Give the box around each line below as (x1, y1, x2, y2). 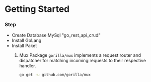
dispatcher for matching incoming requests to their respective (19, 58, 146, 64)
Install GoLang (11, 38, 42, 43)
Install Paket (11, 43, 37, 49)
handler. (19, 63, 36, 69)
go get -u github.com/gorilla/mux (19, 73, 91, 78)
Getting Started (4, 3, 70, 15)
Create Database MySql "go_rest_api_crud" (11, 32, 101, 38)
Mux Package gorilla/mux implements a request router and (19, 52, 141, 58)
